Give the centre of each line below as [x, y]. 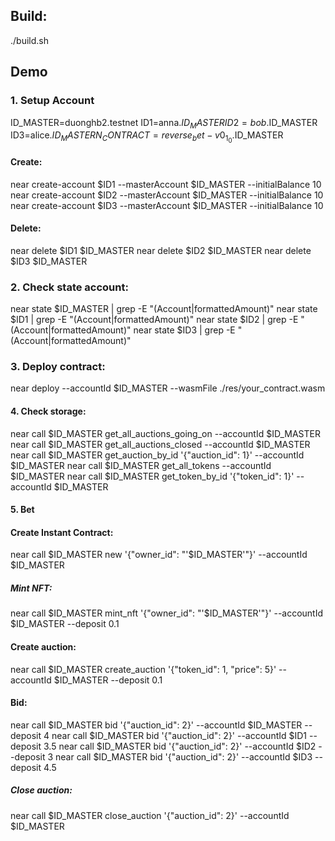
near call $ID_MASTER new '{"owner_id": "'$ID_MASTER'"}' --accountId [159, 555]
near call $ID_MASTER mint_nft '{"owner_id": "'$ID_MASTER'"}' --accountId [167, 613]
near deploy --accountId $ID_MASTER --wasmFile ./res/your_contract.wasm [168, 388]
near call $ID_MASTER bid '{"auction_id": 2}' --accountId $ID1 [179, 735]
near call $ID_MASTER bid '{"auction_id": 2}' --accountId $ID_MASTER [156, 725]
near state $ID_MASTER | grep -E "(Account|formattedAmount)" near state [164, 309]
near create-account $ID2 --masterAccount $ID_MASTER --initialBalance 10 [167, 195]
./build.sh [29, 40]
